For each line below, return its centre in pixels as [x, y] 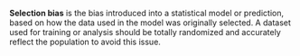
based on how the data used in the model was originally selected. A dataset [150, 23]
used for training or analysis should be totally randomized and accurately [145, 32]
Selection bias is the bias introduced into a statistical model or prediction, [147, 13]
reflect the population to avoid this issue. [85, 42]
